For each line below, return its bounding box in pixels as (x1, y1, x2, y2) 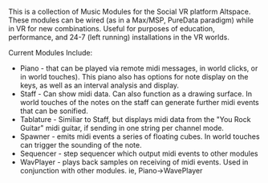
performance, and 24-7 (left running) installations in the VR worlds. (8, 32, 230, 42)
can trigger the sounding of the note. (19, 140, 142, 149)
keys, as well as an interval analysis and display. (19, 80, 179, 90)
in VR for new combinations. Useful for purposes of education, (8, 24, 215, 33)
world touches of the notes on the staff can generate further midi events (19, 98, 259, 107)
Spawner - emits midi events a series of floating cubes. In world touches (19, 132, 260, 141)
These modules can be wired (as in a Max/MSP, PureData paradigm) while (8, 15, 254, 25)
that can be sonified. (19, 106, 88, 116)
